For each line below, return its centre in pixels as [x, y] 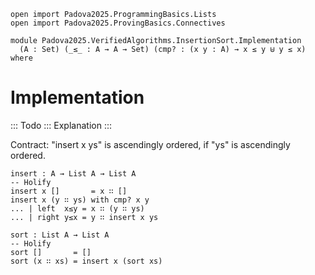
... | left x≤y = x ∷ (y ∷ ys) [77, 208]
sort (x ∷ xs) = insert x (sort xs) [86, 261]
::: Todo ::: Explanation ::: [61, 125]
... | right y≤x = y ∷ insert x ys [84, 217]
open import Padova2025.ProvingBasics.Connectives [118, 23]
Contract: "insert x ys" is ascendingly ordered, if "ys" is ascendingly [150, 144]
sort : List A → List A [60, 235]
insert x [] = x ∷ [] [69, 191]
